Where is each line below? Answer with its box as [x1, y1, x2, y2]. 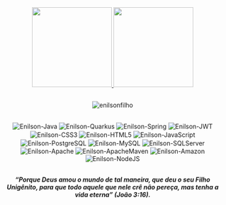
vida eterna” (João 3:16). [74, 190, 151, 199]
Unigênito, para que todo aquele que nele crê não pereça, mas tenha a [6, 182, 219, 191]
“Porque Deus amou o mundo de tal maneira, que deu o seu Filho [14, 175, 211, 184]
